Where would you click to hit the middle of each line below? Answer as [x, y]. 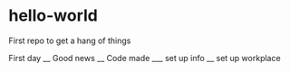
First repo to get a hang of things [70, 40]
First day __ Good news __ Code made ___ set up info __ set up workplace [145, 58]
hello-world [53, 16]
